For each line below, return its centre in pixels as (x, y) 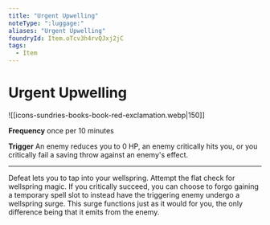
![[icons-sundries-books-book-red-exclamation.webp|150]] (106, 115)
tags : (17, 46)
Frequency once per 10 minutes (61, 130)
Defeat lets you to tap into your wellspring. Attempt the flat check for (122, 178)
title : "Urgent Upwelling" (53, 16)
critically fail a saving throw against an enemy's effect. (98, 154)
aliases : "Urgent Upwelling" (57, 31)
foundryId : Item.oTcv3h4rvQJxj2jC (66, 38)
